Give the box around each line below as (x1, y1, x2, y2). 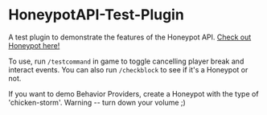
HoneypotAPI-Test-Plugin (8, 6, 185, 24)
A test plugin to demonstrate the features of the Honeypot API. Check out (8, 32, 252, 42)
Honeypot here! (8, 40, 60, 50)
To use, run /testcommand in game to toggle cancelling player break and (8, 56, 244, 66)
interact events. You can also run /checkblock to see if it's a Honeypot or (8, 64, 249, 74)
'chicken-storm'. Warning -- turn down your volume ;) (8, 97, 187, 107)
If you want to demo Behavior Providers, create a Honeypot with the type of (8, 88, 259, 98)
